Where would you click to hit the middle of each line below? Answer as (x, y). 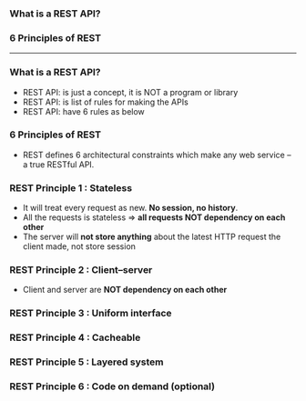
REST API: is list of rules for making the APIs (105, 102)
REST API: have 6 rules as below (84, 111)
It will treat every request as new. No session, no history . (130, 208)
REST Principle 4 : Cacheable (75, 337)
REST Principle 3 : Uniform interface (91, 314)
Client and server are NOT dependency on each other (125, 290)
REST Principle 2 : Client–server (81, 270)
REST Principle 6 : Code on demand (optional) (112, 386)
